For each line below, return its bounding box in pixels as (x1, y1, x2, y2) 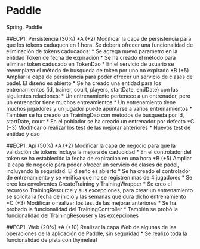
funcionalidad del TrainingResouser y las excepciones (6, 212, 139, 219)
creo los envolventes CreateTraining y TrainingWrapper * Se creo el (6, 180, 172, 187)
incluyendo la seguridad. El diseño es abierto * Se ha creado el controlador (6, 167, 191, 174)
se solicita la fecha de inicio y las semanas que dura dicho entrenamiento (6, 193, 186, 200)
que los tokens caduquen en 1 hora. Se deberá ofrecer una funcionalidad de (6, 41, 193, 48)
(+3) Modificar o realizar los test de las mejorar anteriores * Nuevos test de (6, 124, 191, 131)
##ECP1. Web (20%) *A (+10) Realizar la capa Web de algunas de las (6, 223, 177, 230)
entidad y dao (6, 130, 40, 138)
